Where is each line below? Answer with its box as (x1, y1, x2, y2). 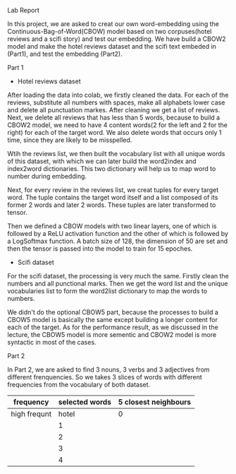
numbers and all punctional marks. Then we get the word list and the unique (7, 279, 228, 288)
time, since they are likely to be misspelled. (7, 136, 132, 144)
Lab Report (7, 6, 40, 14)
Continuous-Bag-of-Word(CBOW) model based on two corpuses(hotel (7, 28, 212, 35)
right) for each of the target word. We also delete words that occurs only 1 (7, 129, 222, 136)
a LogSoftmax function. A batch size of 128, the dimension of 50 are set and (7, 237, 228, 245)
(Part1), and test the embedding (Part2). (7, 49, 123, 58)
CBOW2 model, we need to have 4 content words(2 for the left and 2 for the (7, 121, 228, 129)
